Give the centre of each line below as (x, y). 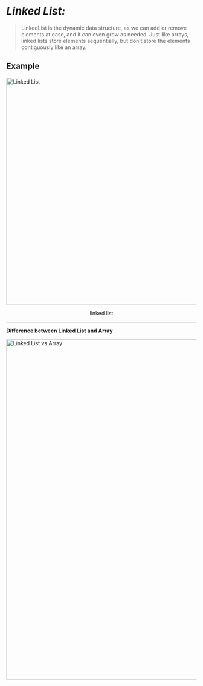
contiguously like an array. (54, 47)
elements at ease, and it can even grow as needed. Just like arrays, (105, 34)
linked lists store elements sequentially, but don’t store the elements (105, 41)
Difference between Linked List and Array (60, 331)
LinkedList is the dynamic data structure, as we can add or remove (104, 28)
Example (23, 66)
